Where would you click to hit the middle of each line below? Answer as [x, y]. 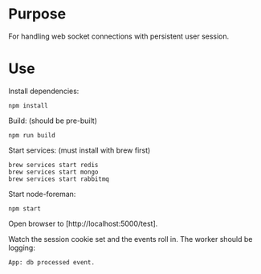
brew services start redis [53, 165]
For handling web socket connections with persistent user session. [119, 36]
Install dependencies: [44, 91]
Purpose [37, 14]
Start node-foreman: [42, 194]
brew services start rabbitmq [59, 179]
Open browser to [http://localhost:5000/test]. [83, 223]
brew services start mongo [53, 172]
